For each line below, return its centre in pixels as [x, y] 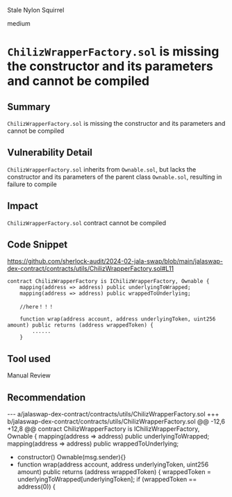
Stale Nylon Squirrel [36, 10]
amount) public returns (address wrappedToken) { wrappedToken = [114, 472]
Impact [23, 206]
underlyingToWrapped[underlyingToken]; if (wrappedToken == [107, 480]
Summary [29, 107]
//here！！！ [37, 307]
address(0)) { [36, 487]
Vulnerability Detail [50, 153]
